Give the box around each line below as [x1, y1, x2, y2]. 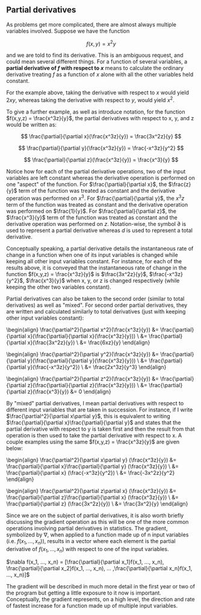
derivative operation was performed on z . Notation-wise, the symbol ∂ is [6, 220, 187, 227]
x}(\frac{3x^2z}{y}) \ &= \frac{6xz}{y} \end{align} [27, 338, 150, 346]
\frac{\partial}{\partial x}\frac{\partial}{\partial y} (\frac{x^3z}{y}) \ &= [6, 462, 179, 470]
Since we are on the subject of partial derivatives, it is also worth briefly [6, 512, 184, 519]
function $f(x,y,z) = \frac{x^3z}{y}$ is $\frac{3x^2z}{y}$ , [6, 270, 149, 277]
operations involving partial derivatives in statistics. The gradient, [6, 524, 168, 532]
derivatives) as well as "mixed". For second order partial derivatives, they [6, 301, 188, 309]
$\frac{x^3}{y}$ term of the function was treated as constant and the [6, 214, 178, 221]
